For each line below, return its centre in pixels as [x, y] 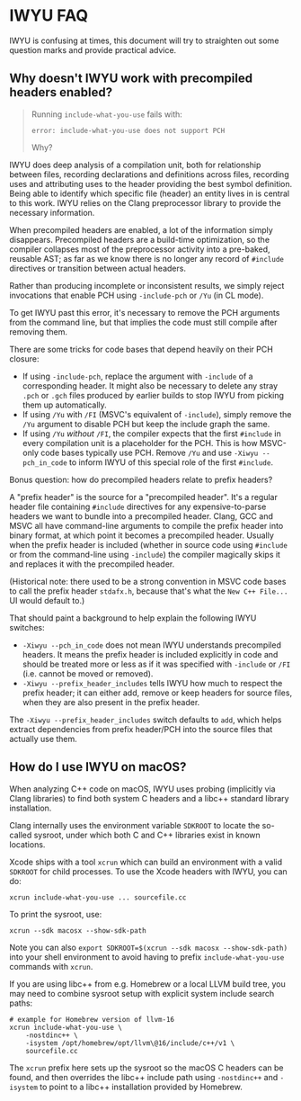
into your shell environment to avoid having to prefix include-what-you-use [147, 957]
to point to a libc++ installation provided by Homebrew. [141, 1087]
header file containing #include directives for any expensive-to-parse [138, 506]
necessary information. [52, 212]
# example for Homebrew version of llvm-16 [92, 1019]
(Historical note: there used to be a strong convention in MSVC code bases [148, 581]
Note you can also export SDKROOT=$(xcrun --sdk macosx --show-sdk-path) [149, 947]
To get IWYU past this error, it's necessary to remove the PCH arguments [145, 312]
